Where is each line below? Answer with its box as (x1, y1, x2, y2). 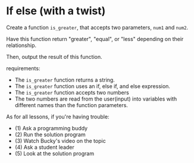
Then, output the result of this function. (6, 53, 102, 60)
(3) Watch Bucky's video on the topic (14, 137, 106, 144)
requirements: (6, 64, 40, 72)
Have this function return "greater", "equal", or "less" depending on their (6, 35, 184, 42)
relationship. (6, 42, 37, 49)
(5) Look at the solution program (14, 150, 94, 157)
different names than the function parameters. (14, 101, 128, 108)
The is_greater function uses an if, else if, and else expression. (14, 82, 171, 90)
